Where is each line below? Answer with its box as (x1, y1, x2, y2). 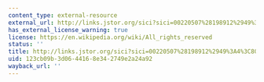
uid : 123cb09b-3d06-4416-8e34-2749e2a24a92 (8, 55, 153, 63)
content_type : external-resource (8, 11, 118, 20)
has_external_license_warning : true (8, 26, 128, 34)
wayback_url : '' (8, 62, 61, 70)
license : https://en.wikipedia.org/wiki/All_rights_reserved (8, 33, 213, 41)
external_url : (8, 19, 55, 27)
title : (8, 48, 30, 55)
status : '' (8, 41, 44, 48)
